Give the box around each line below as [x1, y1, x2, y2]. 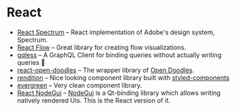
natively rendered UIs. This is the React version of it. [16, 96, 171, 104]
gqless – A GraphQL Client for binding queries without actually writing [16, 51, 222, 59]
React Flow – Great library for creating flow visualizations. [16, 43, 186, 51]
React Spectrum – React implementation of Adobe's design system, [16, 28, 215, 36]
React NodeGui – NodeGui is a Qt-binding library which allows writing [16, 88, 221, 97]
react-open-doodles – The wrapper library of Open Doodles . [16, 66, 195, 74]
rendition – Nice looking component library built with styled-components [16, 73, 230, 82]
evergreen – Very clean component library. [16, 81, 142, 89]
